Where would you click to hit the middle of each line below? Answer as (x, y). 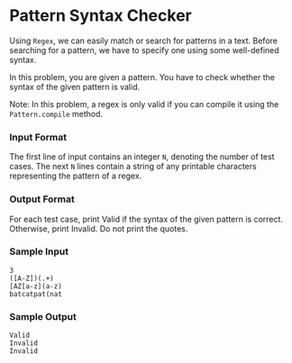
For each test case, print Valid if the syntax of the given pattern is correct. (146, 219)
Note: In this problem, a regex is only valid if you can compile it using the (144, 104)
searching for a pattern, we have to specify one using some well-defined (144, 50)
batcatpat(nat (36, 294)
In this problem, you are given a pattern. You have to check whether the (142, 77)
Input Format (38, 137)
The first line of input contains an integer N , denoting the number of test (142, 157)
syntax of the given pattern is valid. (75, 86)
